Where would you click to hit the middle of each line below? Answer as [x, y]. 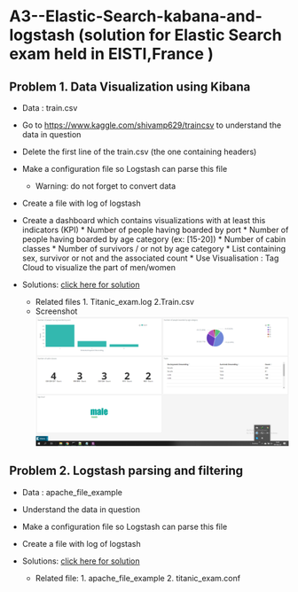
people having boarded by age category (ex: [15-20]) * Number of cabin [154, 239]
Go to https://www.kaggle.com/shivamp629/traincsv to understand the [152, 125]
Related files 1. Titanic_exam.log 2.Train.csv [115, 302]
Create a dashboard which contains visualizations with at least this [144, 220]
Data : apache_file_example [72, 492]
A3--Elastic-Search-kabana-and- [136, 16]
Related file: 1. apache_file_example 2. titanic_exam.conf [138, 578]
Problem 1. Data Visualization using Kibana [130, 86]
